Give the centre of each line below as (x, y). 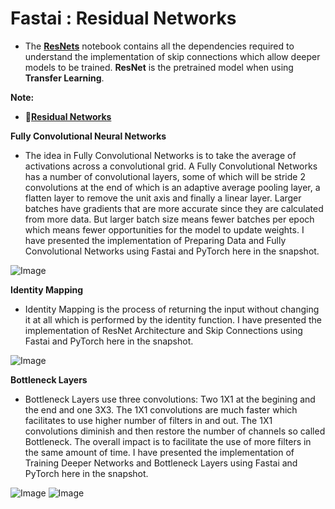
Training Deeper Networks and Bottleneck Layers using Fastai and (161, 463)
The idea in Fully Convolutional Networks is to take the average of (160, 155)
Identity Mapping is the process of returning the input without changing (172, 309)
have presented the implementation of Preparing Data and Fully (155, 240)
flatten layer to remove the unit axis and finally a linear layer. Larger (163, 198)
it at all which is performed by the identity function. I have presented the (173, 319)
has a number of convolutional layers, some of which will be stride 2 (165, 176)
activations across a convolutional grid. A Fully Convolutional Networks (171, 166)
